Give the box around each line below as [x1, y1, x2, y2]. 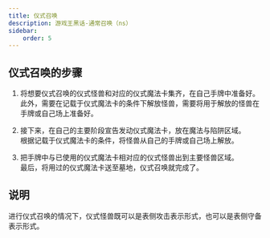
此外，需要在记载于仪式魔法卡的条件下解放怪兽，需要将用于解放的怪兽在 [19, 99, 260, 108]
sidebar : [8, 26, 38, 34]
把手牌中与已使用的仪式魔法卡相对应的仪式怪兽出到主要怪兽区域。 [19, 153, 239, 163]
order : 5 [22, 34, 52, 42]
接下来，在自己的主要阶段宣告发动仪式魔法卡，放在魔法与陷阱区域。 [19, 126, 246, 135]
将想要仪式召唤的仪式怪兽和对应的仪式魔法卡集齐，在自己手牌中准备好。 [19, 89, 260, 99]
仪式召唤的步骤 [8, 66, 83, 79]
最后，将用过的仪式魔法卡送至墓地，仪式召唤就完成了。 [19, 163, 203, 172]
